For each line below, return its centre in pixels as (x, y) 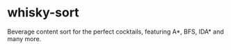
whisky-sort (43, 13)
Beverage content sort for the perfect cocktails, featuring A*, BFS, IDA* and (115, 32)
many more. (24, 38)
